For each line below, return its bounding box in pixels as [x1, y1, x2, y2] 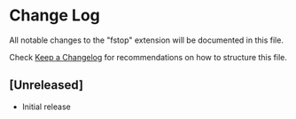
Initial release [21, 101, 71, 112]
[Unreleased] [9, 77, 84, 93]
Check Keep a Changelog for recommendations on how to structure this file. [9, 52, 288, 62]
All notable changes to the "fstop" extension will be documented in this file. [9, 35, 284, 45]
